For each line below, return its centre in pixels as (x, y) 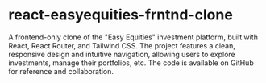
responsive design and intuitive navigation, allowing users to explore (122, 54)
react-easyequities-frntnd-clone (121, 15)
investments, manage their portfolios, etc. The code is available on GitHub (131, 63)
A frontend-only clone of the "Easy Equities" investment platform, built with (133, 37)
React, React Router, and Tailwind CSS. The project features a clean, (122, 45)
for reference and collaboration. (61, 71)
